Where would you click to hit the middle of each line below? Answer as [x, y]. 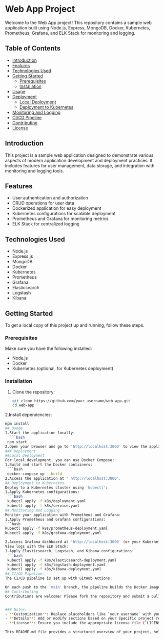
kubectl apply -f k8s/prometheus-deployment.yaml [57, 528]
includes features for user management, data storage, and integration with [80, 166]
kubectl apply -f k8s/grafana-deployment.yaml [53, 533]
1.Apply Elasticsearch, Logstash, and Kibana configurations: [70, 551]
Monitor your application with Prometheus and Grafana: [63, 515]
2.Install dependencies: [29, 415]
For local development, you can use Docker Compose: [60, 460]
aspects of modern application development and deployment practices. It [79, 160]
